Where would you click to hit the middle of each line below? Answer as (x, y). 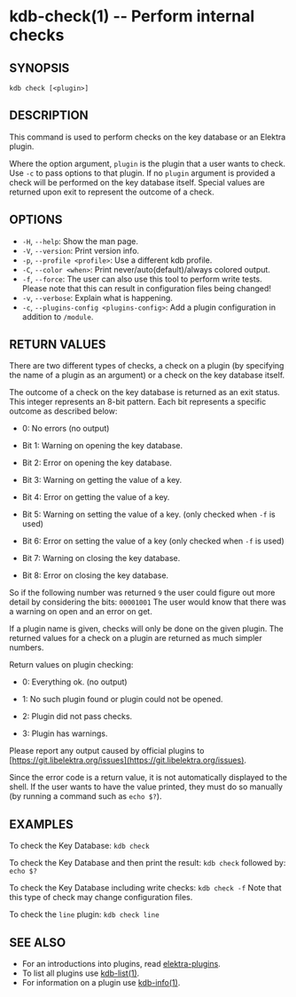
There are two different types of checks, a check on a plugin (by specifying (147, 366)
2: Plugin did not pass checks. (77, 716)
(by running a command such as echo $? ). (86, 796)
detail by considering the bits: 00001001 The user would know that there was (148, 602)
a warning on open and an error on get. (81, 612)
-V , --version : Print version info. (81, 250)
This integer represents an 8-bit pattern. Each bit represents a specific (138, 402)
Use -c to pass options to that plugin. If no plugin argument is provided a (142, 173)
